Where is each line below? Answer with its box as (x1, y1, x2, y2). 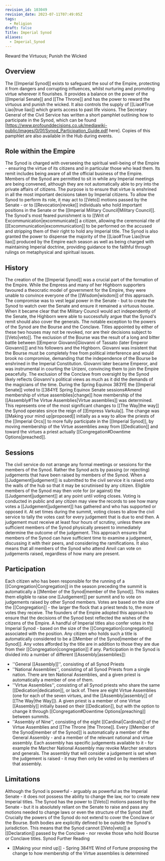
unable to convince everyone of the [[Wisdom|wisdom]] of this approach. (5, 292, 154, 299)
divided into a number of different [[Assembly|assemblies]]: (5, 651, 127, 657)
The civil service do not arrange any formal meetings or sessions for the (5, 462, 152, 467)
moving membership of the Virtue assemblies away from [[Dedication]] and (5, 424, 159, 430)
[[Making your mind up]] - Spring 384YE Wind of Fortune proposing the (12, 845, 158, 851)
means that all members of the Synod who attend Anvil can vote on (5, 546, 141, 551)
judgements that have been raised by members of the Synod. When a (5, 472, 146, 478)
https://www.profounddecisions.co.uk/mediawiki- (6, 122, 107, 128)
